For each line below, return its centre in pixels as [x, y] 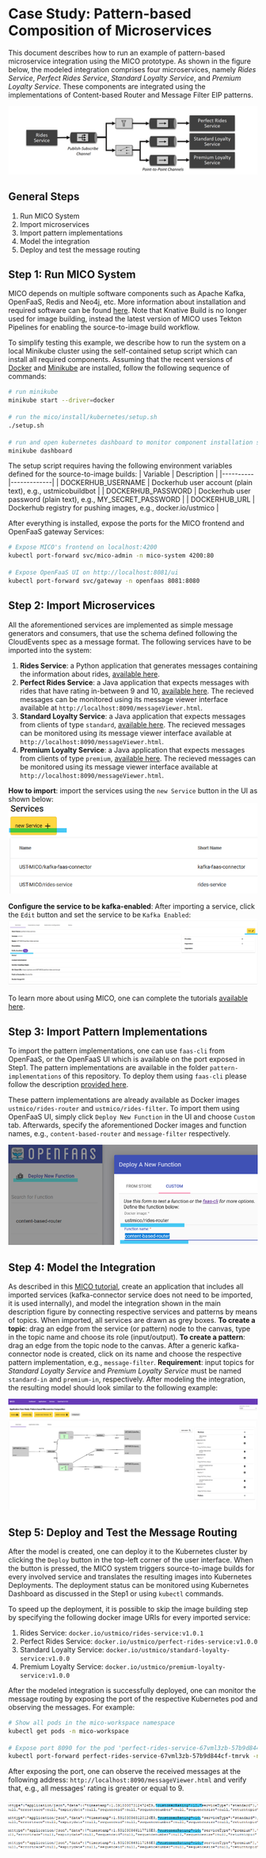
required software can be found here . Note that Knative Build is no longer [127, 310]
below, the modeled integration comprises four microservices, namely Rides [132, 69]
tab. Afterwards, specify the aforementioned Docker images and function [127, 1125]
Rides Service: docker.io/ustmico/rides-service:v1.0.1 [112, 1632]
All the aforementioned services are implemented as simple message [121, 625]
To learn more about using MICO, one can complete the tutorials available [128, 998]
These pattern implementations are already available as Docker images [124, 1100]
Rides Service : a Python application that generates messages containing [139, 665]
